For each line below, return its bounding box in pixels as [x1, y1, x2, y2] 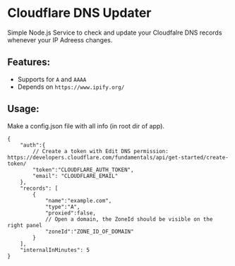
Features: [7, 56, 51, 68]
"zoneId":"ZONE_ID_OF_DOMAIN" [44, 228, 134, 235]
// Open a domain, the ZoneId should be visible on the [44, 215, 213, 223]
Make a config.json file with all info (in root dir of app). [7, 121, 164, 130]
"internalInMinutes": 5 [20, 246, 90, 253]
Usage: [7, 103, 40, 115]
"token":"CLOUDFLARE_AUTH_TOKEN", [32, 166, 134, 174]
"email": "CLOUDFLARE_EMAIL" [32, 172, 119, 179]
